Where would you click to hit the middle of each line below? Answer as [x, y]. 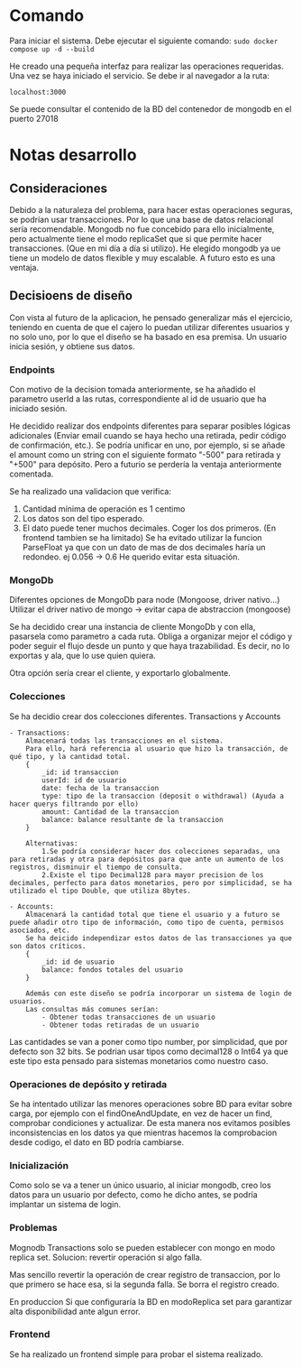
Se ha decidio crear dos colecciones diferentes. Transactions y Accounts [145, 716]
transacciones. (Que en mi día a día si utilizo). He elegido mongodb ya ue [145, 248]
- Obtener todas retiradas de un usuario [121, 1025]
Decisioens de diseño [71, 296]
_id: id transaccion [80, 772]
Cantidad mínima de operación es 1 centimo [104, 509]
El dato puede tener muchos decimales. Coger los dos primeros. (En [149, 528]
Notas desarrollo [73, 155]
